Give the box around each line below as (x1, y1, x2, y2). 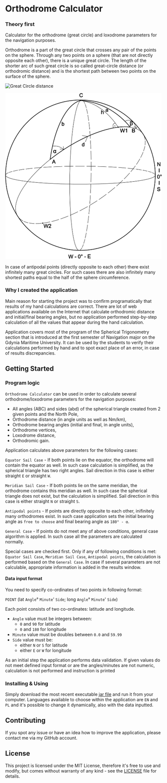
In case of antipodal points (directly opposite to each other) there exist (5, 263, 150, 269)
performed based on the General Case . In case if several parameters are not (5, 559, 161, 565)
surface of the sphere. (5, 73, 51, 80)
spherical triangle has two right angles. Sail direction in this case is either (5, 467, 155, 473)
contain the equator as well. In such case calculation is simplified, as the (5, 462, 153, 468)
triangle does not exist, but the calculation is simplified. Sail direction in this (5, 493, 159, 499)
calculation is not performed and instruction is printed (5, 667, 115, 673)
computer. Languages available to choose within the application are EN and (5, 697, 158, 703)
